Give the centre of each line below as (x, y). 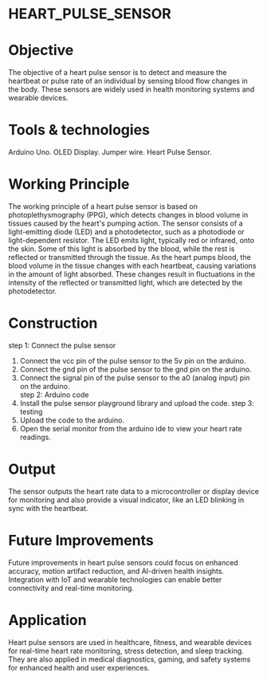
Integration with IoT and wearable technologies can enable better (115, 580)
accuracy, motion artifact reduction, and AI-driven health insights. (116, 571)
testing (31, 411)
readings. (35, 437)
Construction (53, 323)
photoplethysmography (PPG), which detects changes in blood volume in (128, 215)
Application (47, 620)
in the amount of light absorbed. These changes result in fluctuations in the (132, 274)
